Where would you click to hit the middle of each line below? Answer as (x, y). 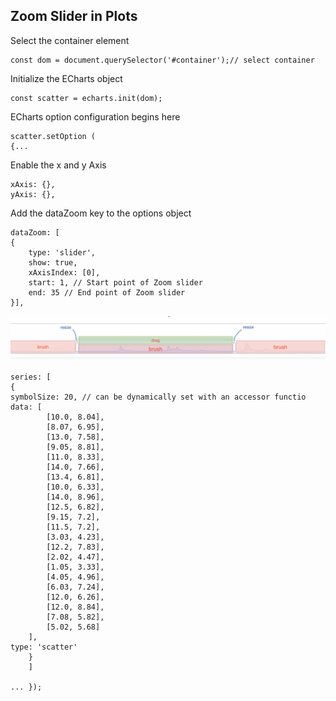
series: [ (31, 377)
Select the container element (70, 40)
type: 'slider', (62, 252)
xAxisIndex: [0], (64, 272)
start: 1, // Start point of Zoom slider (115, 282)
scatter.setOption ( (53, 136)
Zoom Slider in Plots (74, 16)
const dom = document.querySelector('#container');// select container (162, 60)
